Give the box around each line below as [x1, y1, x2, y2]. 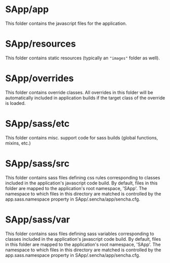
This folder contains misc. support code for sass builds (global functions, [5, 134, 158, 140]
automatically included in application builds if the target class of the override [5, 95, 165, 101]
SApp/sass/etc [5, 118, 70, 129]
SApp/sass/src [5, 158, 70, 169]
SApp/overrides [5, 72, 74, 84]
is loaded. [5, 100, 26, 106]
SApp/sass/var [5, 214, 70, 225]
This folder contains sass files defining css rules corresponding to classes [5, 174, 160, 180]
